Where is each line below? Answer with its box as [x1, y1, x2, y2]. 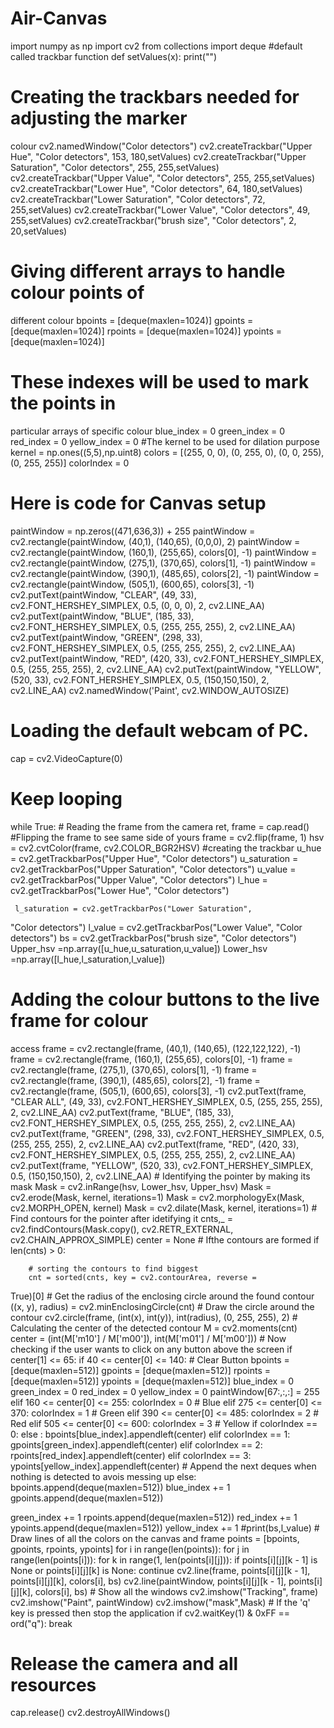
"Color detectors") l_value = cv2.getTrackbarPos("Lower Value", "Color [10, 921, 303, 933]
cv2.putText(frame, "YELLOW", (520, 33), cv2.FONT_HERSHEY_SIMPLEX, [10, 1159, 314, 1171]
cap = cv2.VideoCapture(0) [10, 752, 123, 764]
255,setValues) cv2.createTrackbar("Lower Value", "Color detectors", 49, [10, 203, 311, 216]
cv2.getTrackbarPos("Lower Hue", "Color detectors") [10, 884, 230, 896]
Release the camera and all [10, 1652, 239, 1675]
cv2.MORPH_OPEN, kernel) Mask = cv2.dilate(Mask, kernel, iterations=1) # [10, 1202, 318, 1214]
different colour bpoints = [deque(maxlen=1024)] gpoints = [10, 314, 254, 326]
